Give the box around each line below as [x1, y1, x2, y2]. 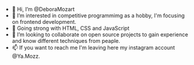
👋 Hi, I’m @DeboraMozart [11, 6, 75, 13]
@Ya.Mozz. [11, 52, 41, 60]
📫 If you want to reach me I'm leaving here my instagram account [11, 44, 175, 51]
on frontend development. [11, 18, 77, 25]
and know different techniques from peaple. [11, 38, 121, 44]
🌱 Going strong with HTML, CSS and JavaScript [11, 24, 130, 32]
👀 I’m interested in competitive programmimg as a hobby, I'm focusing [11, 12, 185, 19]
